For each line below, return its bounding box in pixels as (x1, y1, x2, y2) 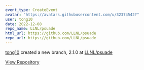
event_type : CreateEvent (5, 7, 58, 13)
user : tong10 (5, 17, 33, 22)
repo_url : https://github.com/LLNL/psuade (5, 36, 96, 41)
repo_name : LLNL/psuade (5, 26, 56, 31)
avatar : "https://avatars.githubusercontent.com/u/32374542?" (5, 12, 139, 17)
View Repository (5, 59, 40, 65)
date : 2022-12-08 (5, 21, 42, 27)
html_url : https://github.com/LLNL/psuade (5, 31, 96, 36)
